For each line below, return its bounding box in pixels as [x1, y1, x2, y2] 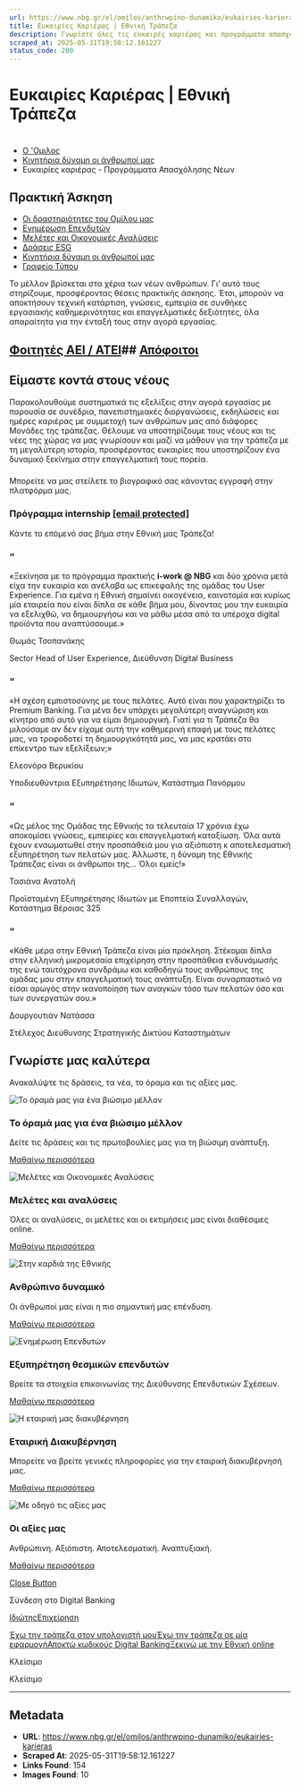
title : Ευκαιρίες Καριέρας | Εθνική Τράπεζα [9, 21, 178, 30]
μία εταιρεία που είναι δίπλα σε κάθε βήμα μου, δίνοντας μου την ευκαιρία [9, 599, 288, 610]
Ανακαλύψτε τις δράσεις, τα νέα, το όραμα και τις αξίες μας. [9, 1077, 238, 1088]
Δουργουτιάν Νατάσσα [9, 1010, 96, 1021]
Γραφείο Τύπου [21, 261, 79, 272]
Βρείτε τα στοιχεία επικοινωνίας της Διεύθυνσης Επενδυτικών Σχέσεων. [9, 1378, 279, 1389]
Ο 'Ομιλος [21, 145, 61, 156]
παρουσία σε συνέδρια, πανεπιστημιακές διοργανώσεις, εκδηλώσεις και [9, 406, 279, 417]
